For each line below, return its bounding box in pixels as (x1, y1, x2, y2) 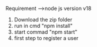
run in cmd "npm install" (14, 23, 73, 29)
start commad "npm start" (14, 28, 78, 35)
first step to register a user (14, 35, 79, 41)
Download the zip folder (14, 16, 73, 23)
